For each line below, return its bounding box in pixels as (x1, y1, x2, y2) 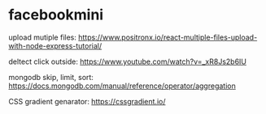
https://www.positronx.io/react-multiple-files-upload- (78, 32, 258, 42)
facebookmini (8, 6, 104, 24)
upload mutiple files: (8, 32, 77, 42)
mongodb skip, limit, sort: (8, 72, 94, 82)
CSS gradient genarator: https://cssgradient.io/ (8, 96, 166, 106)
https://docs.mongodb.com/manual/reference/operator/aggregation (8, 81, 236, 91)
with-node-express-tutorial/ (8, 40, 102, 50)
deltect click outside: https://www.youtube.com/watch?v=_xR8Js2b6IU (8, 57, 246, 66)
